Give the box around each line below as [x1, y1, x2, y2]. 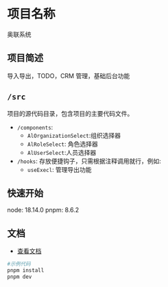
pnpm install [7, 267, 45, 274]
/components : [16, 123, 53, 131]
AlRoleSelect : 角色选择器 [27, 140, 98, 148]
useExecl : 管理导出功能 [27, 165, 92, 173]
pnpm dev [7, 273, 32, 280]
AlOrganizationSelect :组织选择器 [27, 131, 121, 139]
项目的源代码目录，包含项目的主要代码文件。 [7, 109, 134, 117]
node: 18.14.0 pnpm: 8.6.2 [7, 206, 80, 214]
